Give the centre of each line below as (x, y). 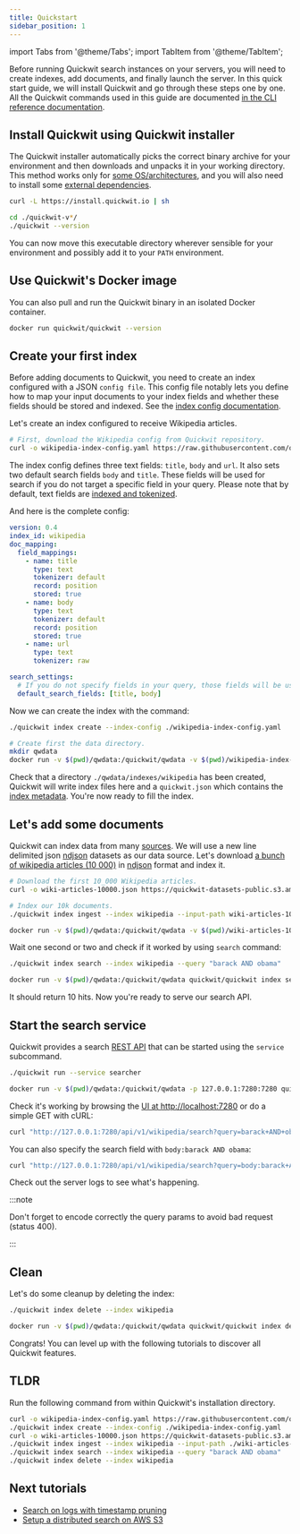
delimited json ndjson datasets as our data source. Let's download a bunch (147, 855)
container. (28, 312)
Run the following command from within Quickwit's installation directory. (142, 1402)
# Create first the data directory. (77, 743)
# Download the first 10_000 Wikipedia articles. (104, 881)
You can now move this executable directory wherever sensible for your (142, 243)
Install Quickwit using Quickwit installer (122, 135)
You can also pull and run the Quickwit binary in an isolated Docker (133, 302)
